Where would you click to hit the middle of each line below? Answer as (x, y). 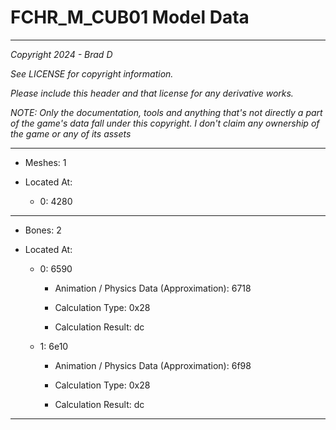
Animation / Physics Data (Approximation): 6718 (153, 288)
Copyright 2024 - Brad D (61, 54)
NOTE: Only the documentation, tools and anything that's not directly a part (166, 112)
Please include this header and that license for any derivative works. (152, 93)
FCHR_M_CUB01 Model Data (130, 17)
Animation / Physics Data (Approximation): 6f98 (153, 365)
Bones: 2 (43, 230)
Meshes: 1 (45, 162)
